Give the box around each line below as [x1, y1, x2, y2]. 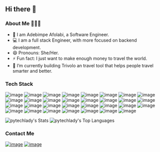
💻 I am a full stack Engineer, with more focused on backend [12, 37, 137, 43]
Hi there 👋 [5, 5, 37, 14]
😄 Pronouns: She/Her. [12, 50, 59, 56]
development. [12, 44, 41, 50]
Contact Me [5, 130, 35, 137]
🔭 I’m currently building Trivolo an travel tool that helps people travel [12, 62, 154, 68]
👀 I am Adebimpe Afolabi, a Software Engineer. [12, 31, 109, 38]
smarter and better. [12, 68, 53, 74]
